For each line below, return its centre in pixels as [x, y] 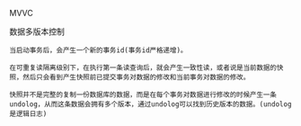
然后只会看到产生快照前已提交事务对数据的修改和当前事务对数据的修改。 [136, 77]
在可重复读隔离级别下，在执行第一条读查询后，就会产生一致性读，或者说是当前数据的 [143, 67]
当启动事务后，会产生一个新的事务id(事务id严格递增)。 [98, 50]
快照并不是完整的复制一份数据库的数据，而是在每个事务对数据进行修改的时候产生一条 [143, 94]
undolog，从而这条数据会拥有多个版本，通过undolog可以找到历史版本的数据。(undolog [150, 104]
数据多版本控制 [37, 31]
